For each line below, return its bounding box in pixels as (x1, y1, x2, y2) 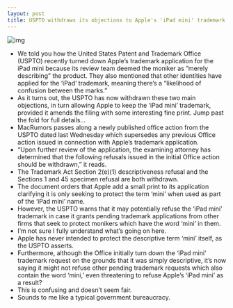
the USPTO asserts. (17, 241, 74, 250)
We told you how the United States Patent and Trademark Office (17, 49, 202, 58)
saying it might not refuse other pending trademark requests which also (17, 264, 223, 272)
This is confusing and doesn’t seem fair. (17, 286, 132, 294)
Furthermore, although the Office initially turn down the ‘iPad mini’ (17, 248, 207, 257)
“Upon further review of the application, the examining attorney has (17, 145, 211, 154)
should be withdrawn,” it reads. (17, 160, 107, 168)
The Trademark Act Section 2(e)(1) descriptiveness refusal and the (17, 168, 209, 176)
